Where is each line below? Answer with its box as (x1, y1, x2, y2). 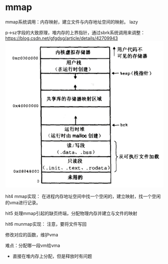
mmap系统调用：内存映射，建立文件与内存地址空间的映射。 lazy (5, 19, 138, 25)
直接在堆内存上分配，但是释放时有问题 (12, 253, 92, 259)
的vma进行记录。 (5, 200, 41, 206)
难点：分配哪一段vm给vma (5, 242, 60, 248)
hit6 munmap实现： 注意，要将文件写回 (5, 221, 87, 227)
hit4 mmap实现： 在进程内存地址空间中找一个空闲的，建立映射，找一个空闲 (5, 193, 161, 199)
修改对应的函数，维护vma (5, 231, 58, 238)
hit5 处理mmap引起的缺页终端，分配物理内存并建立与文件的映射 (5, 210, 137, 216)
